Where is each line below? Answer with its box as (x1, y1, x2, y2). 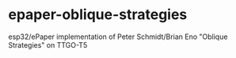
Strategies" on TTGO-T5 (8, 40, 88, 49)
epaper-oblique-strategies (8, 6, 188, 24)
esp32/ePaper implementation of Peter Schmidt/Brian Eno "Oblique (8, 32, 228, 41)
